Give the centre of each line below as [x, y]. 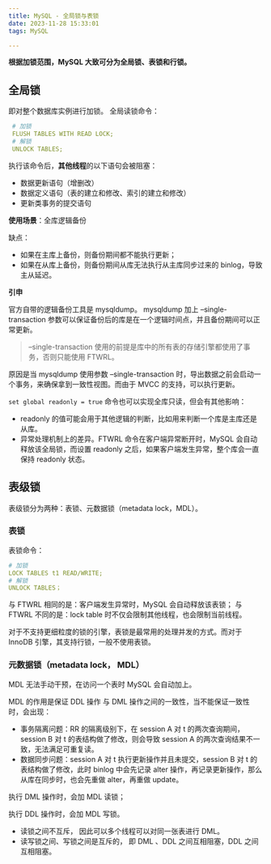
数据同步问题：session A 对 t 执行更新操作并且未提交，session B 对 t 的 [139, 759]
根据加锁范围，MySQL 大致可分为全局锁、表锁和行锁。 [100, 62]
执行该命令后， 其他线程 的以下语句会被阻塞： [83, 165]
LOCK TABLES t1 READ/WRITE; [56, 573]
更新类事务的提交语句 [55, 202]
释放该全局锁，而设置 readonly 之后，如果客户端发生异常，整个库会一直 [140, 449]
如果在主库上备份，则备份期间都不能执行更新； [98, 254]
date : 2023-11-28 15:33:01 [54, 23]
